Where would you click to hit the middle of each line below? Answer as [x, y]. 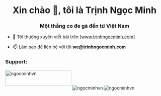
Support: [16, 62]
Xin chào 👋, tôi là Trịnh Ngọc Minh [85, 10]
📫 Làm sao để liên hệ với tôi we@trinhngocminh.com [69, 47]
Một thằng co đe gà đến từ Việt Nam [85, 26]
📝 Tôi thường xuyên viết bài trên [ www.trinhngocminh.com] [74, 37]
